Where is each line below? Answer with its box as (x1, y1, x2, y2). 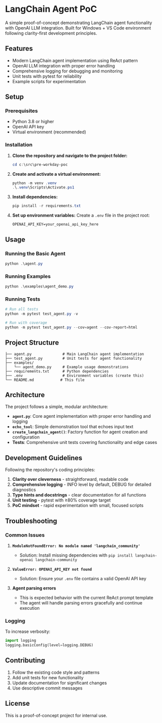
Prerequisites (5, 107, 38, 114)
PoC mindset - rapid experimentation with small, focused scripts (12, 503, 144, 508)
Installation (5, 141, 33, 148)
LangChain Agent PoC (5, 3, 97, 15)
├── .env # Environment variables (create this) (5, 373, 144, 378)
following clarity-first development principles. (5, 30, 97, 36)
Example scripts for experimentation (12, 78, 86, 84)
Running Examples (5, 273, 51, 280)
